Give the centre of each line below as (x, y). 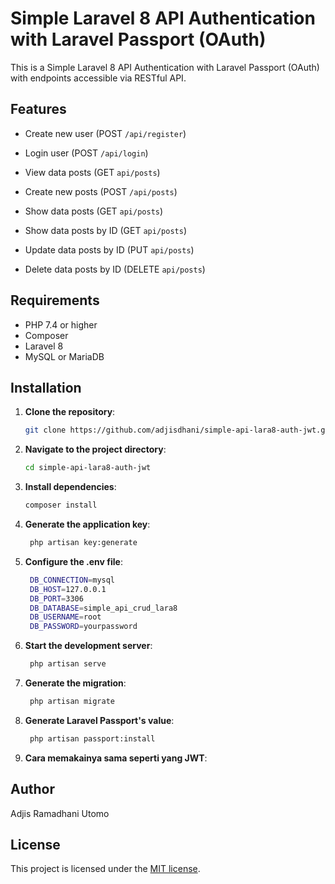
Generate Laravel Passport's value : (99, 720)
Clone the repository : (70, 412)
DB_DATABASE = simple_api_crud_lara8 (103, 608)
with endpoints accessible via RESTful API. (98, 78)
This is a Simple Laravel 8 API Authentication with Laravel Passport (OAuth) (165, 67)
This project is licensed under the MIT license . (105, 869)
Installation (46, 387)
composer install (61, 505)
